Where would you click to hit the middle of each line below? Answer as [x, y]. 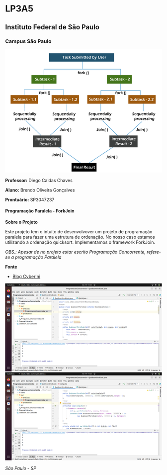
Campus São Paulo [28, 41]
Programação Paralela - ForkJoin [40, 211]
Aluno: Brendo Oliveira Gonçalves [40, 190]
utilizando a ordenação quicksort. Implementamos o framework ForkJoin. [80, 242]
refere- [154, 252]
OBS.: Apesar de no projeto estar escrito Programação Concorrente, [75, 252]
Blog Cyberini [26, 276]
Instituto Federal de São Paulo [52, 27]
